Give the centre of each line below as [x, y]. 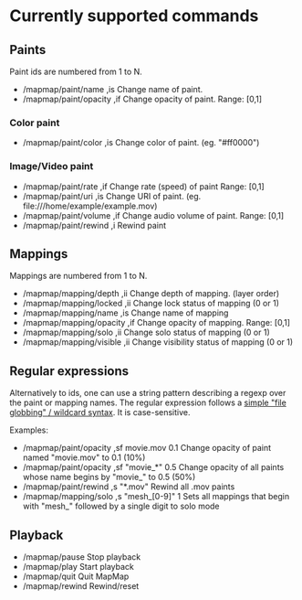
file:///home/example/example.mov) [90, 206]
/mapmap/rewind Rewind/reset [81, 586]
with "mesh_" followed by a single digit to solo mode [121, 506]
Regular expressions [69, 371]
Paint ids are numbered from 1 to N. [76, 71]
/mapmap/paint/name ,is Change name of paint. [113, 89]
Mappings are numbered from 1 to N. [78, 276]
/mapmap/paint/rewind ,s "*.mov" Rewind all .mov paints [129, 487]
